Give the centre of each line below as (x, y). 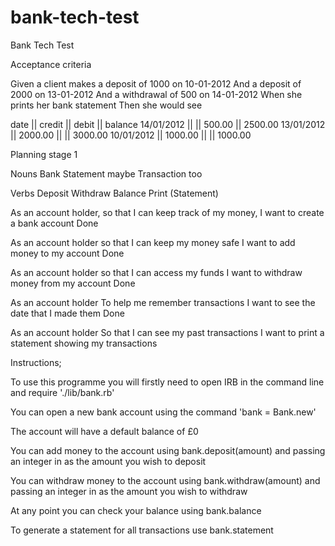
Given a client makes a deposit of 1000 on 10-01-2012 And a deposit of (156, 83)
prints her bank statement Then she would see (106, 105)
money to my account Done (67, 253)
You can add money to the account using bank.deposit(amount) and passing (168, 450)
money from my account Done (73, 283)
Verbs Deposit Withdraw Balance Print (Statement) (114, 193)
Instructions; (36, 362)
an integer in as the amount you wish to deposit (108, 461)
